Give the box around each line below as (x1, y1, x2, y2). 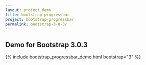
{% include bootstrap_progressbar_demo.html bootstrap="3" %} (5, 54, 141, 60)
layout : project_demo (5, 7, 52, 13)
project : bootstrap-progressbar (5, 17, 74, 22)
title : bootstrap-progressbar (5, 12, 70, 17)
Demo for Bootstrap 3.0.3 (5, 40, 88, 49)
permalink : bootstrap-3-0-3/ (5, 21, 67, 27)
